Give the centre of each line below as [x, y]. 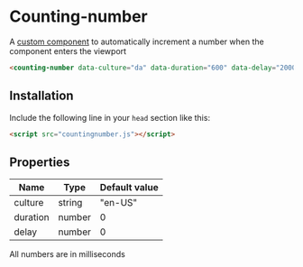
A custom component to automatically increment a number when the [137, 41]
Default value [129, 188]
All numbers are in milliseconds [68, 254]
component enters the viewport [68, 51]
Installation [41, 96]
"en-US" [119, 203]
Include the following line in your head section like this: [110, 117]
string [70, 203]
